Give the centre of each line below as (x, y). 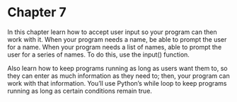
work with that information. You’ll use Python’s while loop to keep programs (117, 83)
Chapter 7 (37, 12)
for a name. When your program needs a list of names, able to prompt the (115, 47)
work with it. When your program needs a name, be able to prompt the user (117, 39)
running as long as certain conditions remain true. (80, 91)
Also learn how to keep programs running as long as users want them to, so (117, 68)
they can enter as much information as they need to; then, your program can (118, 76)
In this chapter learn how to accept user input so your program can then (112, 32)
